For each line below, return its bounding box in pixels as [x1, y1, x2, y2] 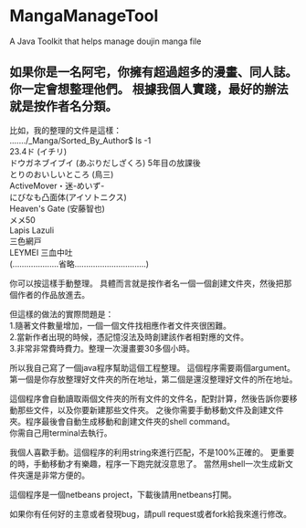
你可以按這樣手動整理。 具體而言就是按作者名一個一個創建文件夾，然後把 [9, 278, 284, 289]
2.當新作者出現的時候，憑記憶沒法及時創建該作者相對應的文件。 [9, 331, 249, 343]
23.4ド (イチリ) [9, 145, 68, 156]
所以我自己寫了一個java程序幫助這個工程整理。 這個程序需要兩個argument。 [9, 362, 295, 373]
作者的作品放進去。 [16, 289, 90, 300]
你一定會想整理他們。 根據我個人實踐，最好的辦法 [9, 81, 289, 97]
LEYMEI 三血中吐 [9, 247, 73, 258]
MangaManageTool [9, 5, 159, 26]
